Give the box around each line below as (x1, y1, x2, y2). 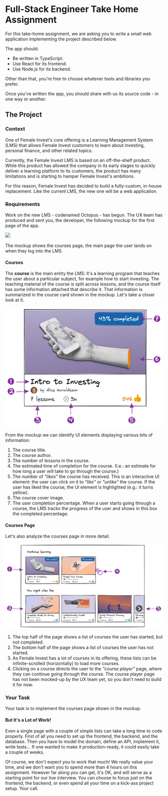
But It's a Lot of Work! (5, 716, 51, 723)
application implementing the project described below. (5, 36, 117, 42)
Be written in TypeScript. (12, 55, 64, 61)
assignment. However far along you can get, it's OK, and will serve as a (5, 769, 152, 775)
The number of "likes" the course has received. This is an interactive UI (12, 473, 160, 479)
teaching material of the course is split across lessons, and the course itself (5, 281, 161, 287)
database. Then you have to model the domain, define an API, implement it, (5, 738, 160, 744)
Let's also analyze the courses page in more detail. (5, 533, 110, 539)
